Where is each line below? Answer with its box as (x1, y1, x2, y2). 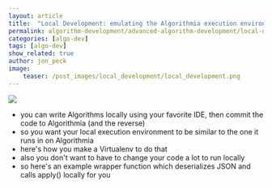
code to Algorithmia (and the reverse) (19, 118, 146, 128)
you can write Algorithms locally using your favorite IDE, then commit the (19, 109, 264, 119)
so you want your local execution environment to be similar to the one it (19, 126, 259, 136)
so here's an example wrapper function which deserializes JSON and (19, 161, 251, 171)
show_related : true (8, 49, 74, 58)
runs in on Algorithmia (19, 135, 95, 145)
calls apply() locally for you (19, 169, 111, 179)
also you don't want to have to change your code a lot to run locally (19, 152, 245, 162)
